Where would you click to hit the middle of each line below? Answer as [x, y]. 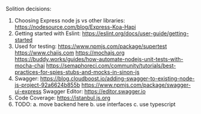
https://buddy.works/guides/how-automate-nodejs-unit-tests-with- [99, 59]
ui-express [28, 91]
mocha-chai [29, 65]
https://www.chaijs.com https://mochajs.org [70, 53]
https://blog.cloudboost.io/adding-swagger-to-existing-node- [117, 79]
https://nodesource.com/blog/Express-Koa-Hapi [75, 27]
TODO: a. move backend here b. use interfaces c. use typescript [95, 104]
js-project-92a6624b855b [47, 85]
